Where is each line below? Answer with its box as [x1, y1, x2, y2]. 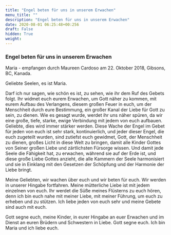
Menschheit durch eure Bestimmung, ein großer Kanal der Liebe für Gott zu [5, 106, 165, 113]
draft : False [5, 27, 33, 32]
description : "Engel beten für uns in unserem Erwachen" [5, 17, 130, 22]
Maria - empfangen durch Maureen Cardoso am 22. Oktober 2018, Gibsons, [5, 65, 166, 71]
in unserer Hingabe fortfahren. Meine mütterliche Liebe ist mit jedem [5, 182, 150, 188]
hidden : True [5, 31, 33, 37]
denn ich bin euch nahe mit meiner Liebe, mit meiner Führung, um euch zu [5, 193, 163, 200]
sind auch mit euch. [5, 204, 47, 210]
